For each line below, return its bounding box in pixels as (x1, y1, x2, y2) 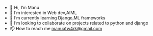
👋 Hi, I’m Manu (9, 5, 40, 10)
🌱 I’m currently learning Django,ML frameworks (9, 15, 105, 20)
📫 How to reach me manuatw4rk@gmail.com (9, 26, 102, 31)
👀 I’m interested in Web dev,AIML (9, 10, 77, 16)
